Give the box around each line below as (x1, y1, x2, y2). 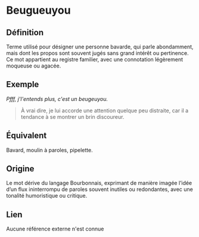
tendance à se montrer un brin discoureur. (20, 113, 125, 120)
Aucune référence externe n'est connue (6, 225, 104, 233)
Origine (6, 164, 35, 174)
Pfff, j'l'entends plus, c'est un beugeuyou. (6, 95, 108, 102)
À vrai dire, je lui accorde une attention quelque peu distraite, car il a (20, 107, 189, 114)
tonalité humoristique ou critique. (6, 192, 88, 199)
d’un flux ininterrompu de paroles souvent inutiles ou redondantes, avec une (6, 186, 194, 193)
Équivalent (6, 131, 47, 141)
